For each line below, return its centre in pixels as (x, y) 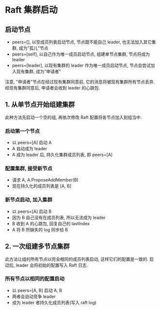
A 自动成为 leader (29, 149)
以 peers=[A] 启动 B (32, 211)
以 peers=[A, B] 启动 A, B (37, 290)
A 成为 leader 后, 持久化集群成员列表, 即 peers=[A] (62, 155)
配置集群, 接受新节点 (29, 169)
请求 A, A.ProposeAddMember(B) (45, 180)
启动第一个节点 (22, 131)
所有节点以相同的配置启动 (35, 279)
